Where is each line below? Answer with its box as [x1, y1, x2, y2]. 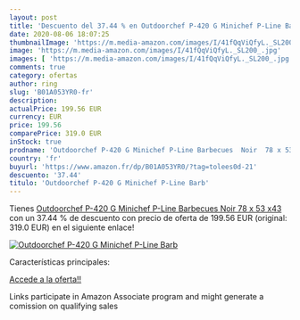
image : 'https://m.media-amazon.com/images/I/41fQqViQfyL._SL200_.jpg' [9, 46, 281, 55]
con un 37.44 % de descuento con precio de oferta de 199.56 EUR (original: [9, 213, 287, 224]
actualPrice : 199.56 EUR [9, 104, 102, 113]
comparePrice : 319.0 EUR [9, 129, 102, 138]
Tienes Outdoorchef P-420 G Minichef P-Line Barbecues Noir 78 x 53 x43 [9, 203, 282, 214]
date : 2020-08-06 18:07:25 [9, 29, 110, 38]
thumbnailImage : [9, 37, 70, 47]
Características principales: [9, 257, 110, 267]
